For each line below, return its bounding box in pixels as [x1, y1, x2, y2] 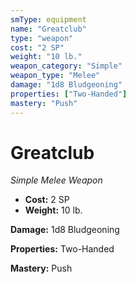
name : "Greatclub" [10, 24, 87, 34]
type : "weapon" [10, 33, 74, 43]
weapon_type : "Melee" [10, 71, 101, 81]
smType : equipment [10, 14, 87, 25]
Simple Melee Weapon [10, 174, 103, 186]
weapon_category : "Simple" [10, 61, 123, 71]
